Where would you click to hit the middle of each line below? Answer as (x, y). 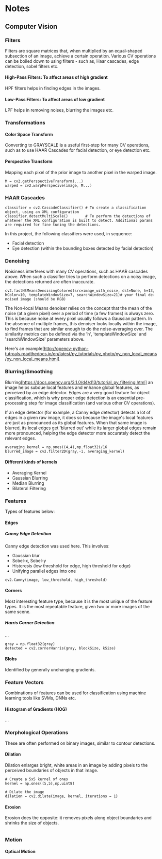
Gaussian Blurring (30, 478)
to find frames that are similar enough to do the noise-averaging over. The (79, 329)
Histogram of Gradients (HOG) (36, 709)
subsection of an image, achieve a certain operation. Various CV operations (81, 56)
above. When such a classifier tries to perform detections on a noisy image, (81, 277)
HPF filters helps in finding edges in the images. (53, 88)
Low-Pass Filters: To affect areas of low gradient (55, 99)
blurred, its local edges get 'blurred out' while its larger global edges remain (81, 428)
